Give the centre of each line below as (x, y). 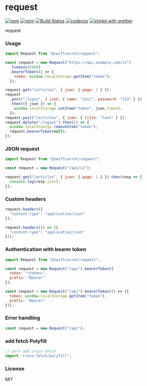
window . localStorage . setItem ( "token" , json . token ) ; (68, 108)
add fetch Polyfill (26, 341)
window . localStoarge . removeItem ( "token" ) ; (54, 127)
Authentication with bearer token (46, 250)
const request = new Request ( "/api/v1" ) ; (48, 168)
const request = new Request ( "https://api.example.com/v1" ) (68, 63)
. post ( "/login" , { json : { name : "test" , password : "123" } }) (76, 99)
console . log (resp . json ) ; (35, 182)
